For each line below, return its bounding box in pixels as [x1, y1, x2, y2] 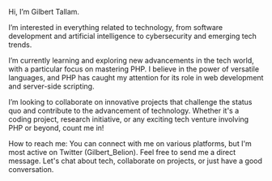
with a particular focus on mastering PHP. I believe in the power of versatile [8, 64, 260, 74]
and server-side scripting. [8, 81, 95, 91]
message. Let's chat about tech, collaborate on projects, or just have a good [8, 156, 263, 166]
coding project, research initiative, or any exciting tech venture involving [8, 114, 249, 124]
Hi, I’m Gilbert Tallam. [8, 7, 79, 16]
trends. [8, 40, 32, 50]
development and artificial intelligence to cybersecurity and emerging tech [8, 32, 257, 41]
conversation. [8, 165, 54, 174]
